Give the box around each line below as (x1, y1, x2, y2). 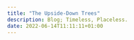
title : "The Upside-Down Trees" (7, 9, 100, 17)
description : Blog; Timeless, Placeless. (7, 16, 128, 23)
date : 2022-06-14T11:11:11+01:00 (7, 22, 104, 29)
